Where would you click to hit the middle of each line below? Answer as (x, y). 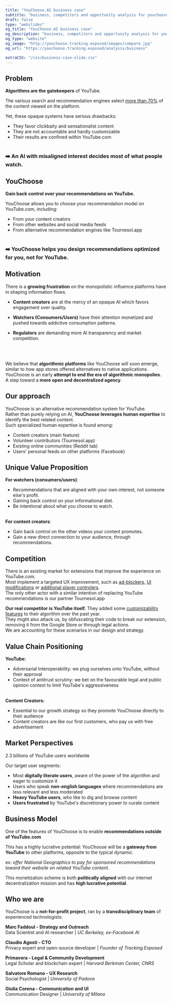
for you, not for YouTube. (37, 257)
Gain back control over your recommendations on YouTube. (70, 194)
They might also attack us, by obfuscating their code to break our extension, (86, 619)
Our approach (28, 396)
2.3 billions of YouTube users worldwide (47, 755)
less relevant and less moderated (48, 792)
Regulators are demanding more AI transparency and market (77, 333)
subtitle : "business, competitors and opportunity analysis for (75, 15)
